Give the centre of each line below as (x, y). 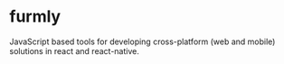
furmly (35, 17)
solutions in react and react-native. (75, 50)
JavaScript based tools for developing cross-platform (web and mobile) (142, 41)
